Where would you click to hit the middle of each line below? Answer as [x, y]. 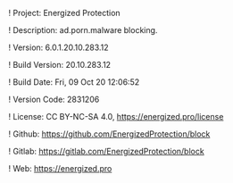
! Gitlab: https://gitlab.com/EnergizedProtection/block [106, 151]
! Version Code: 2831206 [54, 99]
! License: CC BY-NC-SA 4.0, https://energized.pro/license [116, 116]
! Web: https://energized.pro [60, 168]
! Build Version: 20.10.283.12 [60, 65]
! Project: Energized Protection [65, 13]
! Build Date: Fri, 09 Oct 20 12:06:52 [74, 82]
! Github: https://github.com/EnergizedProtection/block [109, 134]
